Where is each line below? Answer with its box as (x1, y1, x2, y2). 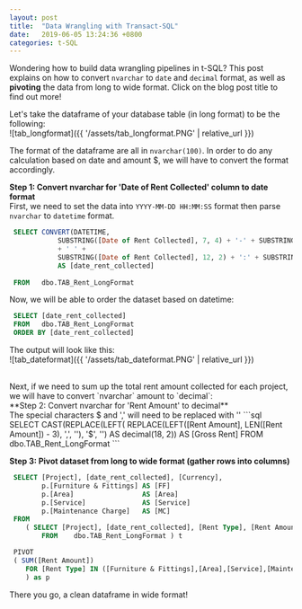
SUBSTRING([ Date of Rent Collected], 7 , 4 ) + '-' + (57, 236, 255, 245)
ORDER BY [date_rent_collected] (13, 329, 135, 338)
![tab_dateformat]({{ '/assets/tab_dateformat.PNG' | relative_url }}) (9, 354, 254, 365)
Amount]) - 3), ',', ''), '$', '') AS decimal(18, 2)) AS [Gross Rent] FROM (9, 428, 263, 439)
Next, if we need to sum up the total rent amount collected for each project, (9, 381, 289, 392)
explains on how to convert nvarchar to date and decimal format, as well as (9, 73, 286, 84)
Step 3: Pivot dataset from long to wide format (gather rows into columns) (9, 455, 290, 466)
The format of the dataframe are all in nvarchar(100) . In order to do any (9, 146, 272, 156)
